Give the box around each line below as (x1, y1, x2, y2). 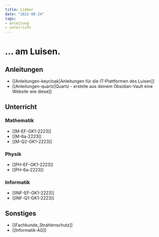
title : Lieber (5, 7, 34, 12)
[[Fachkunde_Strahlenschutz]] (12, 222, 73, 228)
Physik (5, 151, 22, 157)
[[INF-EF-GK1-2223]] (12, 190, 55, 196)
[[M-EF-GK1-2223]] (12, 128, 52, 134)
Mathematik (5, 117, 34, 124)
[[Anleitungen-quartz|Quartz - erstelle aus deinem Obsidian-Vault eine (12, 84, 153, 89)
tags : (5, 16, 16, 21)
